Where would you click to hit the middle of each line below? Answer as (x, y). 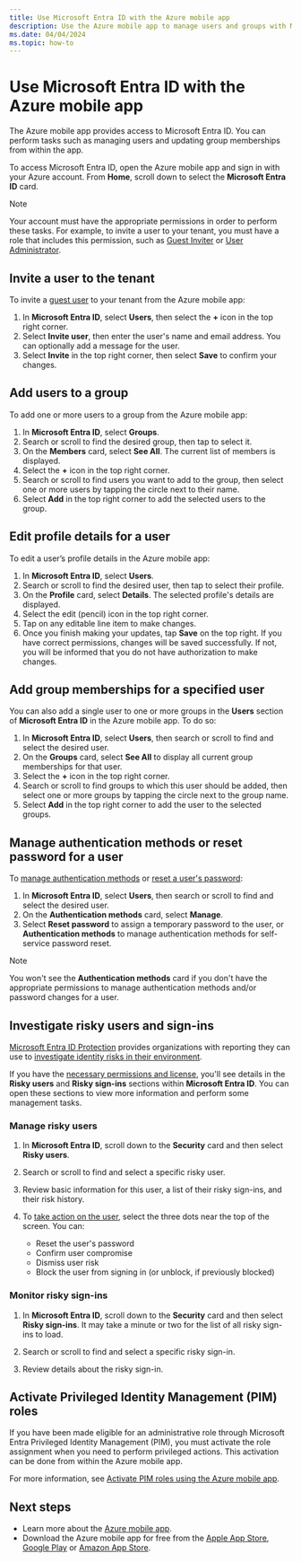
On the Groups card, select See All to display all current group (138, 757)
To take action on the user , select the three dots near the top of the (146, 1216)
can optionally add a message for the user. (101, 346)
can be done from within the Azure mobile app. (96, 1461)
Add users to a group (69, 393)
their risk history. (53, 1199)
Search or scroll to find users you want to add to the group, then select (153, 479)
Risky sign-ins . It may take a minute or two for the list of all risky (142, 1324)
